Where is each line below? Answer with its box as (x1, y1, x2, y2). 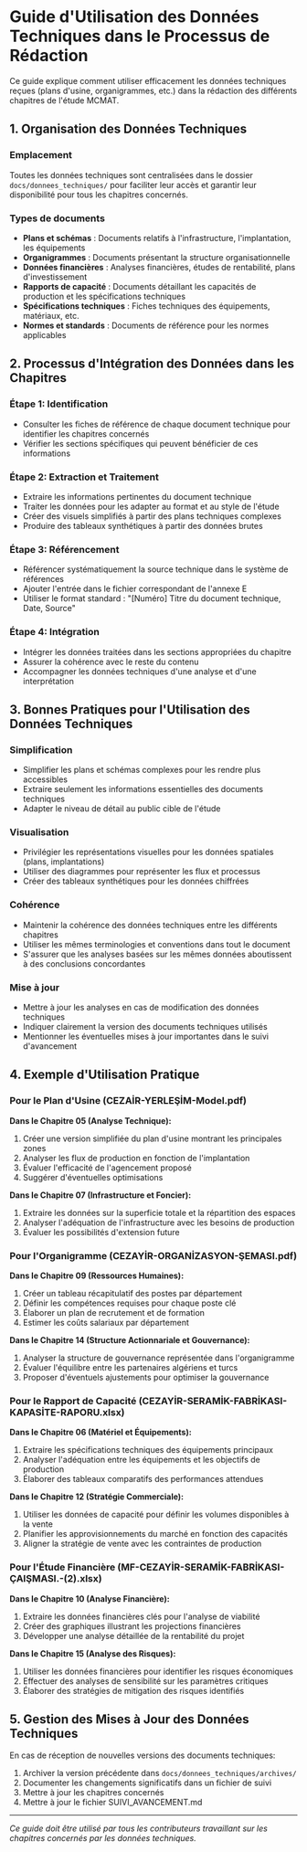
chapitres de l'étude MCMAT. (9, 94, 120, 106)
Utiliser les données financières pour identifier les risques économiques (22, 1666, 294, 1677)
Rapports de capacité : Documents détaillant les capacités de (22, 280, 257, 291)
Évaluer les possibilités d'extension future (22, 1226, 180, 1237)
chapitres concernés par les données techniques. (9, 1833, 196, 1844)
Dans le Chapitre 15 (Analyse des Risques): (9, 1647, 176, 1659)
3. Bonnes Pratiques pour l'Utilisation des (9, 702, 251, 717)
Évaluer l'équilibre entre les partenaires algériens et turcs (22, 1362, 238, 1373)
